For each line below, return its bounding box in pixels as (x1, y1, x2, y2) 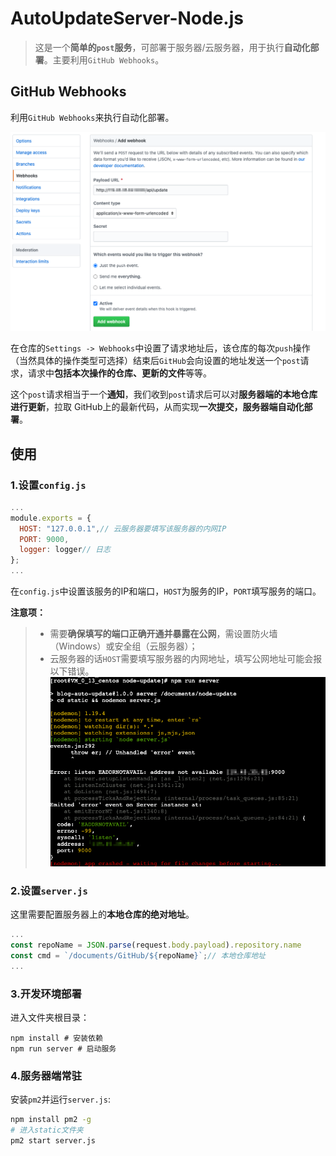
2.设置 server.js (10, 883, 88, 897)
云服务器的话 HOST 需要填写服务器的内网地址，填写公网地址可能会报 (49, 653, 323, 664)
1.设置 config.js (10, 478, 87, 492)
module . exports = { (10, 513, 92, 523)
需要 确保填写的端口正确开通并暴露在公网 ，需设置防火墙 (49, 628, 278, 639)
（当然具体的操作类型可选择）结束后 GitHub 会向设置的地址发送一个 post (10, 355, 301, 367)
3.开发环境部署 (10, 987, 82, 1001)
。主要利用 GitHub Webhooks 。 (43, 53, 165, 66)
